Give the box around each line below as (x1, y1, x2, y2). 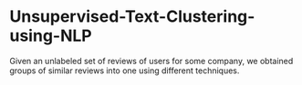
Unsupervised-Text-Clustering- (9, 6, 255, 27)
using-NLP (9, 25, 93, 46)
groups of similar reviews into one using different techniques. (9, 65, 240, 76)
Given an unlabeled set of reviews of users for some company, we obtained (9, 55, 294, 66)
